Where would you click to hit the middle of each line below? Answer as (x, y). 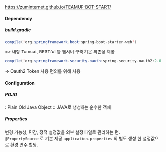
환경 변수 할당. (24, 144)
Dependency (19, 18)
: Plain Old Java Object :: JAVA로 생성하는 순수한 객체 (58, 107)
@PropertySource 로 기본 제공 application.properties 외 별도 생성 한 (73, 138)
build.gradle (18, 30)
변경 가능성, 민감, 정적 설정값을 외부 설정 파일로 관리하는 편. (63, 132)
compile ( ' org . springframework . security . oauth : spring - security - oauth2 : (80, 61)
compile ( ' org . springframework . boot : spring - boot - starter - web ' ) (71, 42)
